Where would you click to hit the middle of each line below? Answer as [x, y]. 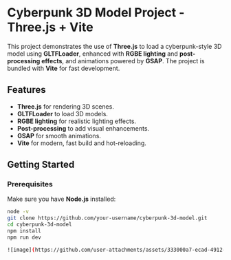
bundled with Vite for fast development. [64, 68]
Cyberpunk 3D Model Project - [96, 13]
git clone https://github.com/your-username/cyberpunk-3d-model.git [107, 218]
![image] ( [21, 250]
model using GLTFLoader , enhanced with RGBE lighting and [93, 54]
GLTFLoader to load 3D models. [63, 113]
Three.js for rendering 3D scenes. [66, 106]
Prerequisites [30, 184]
